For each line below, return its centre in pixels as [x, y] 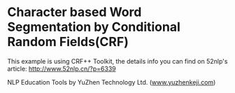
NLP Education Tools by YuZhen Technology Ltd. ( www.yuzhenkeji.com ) [112, 82]
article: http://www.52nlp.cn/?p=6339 [62, 69]
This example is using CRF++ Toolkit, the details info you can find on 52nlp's [117, 61]
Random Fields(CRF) [68, 42]
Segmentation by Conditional [94, 27]
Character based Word [74, 12]
